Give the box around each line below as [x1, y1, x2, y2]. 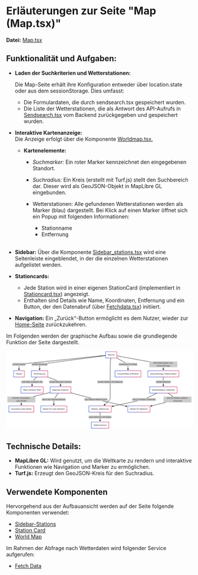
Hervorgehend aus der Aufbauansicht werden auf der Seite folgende [6, 503, 174, 510]
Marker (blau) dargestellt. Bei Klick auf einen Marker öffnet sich [32, 207, 188, 214]
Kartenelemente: [23, 147, 67, 154]
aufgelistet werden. [14, 261, 62, 268]
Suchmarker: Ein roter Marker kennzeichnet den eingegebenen [32, 158, 187, 166]
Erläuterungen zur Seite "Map [6, 4, 157, 18]
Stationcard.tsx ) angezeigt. [23, 290, 90, 297]
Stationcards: [14, 272, 49, 279]
